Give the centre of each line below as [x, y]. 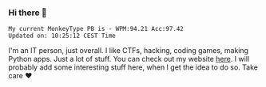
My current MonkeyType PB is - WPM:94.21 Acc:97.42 [96, 29]
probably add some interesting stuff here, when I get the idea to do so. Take [133, 67]
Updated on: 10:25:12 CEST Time [62, 36]
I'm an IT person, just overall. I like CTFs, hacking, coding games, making [129, 51]
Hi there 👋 [28, 13]
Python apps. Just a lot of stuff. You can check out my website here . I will [129, 59]
